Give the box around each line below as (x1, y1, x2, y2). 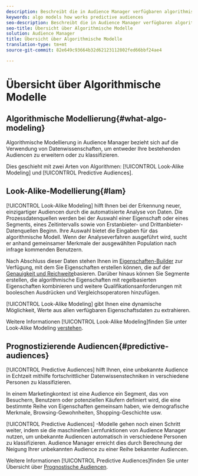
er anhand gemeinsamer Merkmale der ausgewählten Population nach (6, 239, 177, 247)
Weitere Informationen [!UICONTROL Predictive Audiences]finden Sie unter (6, 457, 189, 464)
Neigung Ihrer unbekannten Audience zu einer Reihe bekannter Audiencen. (6, 446, 189, 453)
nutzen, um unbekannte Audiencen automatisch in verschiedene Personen (6, 433, 187, 441)
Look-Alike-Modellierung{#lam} (6, 186, 126, 196)
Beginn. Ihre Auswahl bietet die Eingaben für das (39, 227, 158, 234)
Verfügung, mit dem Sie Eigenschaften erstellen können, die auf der (6, 264, 171, 271)
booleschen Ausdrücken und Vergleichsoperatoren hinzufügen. (6, 289, 160, 296)
